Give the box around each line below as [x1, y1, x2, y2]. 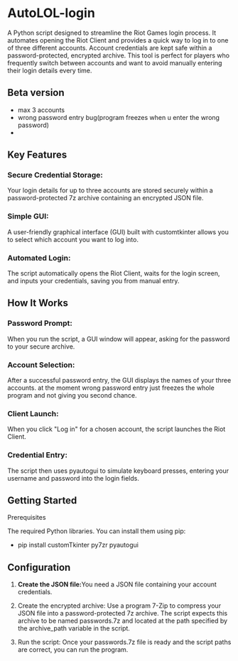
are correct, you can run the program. [17, 645, 129, 654]
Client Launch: [7, 408, 59, 418]
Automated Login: [7, 253, 71, 263]
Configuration [7, 561, 71, 573]
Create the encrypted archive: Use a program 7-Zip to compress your [17, 601, 222, 610]
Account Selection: [7, 360, 75, 370]
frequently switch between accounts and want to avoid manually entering [7, 58, 222, 67]
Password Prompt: [7, 318, 72, 328]
